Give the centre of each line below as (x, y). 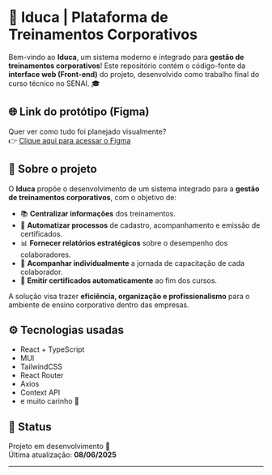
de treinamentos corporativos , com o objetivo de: (92, 197)
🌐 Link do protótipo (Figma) (79, 112)
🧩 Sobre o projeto (53, 169)
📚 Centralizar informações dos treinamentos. (98, 213)
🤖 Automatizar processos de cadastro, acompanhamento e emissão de (140, 225)
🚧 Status (30, 427)
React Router (42, 375)
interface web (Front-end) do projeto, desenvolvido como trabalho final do (134, 74)
